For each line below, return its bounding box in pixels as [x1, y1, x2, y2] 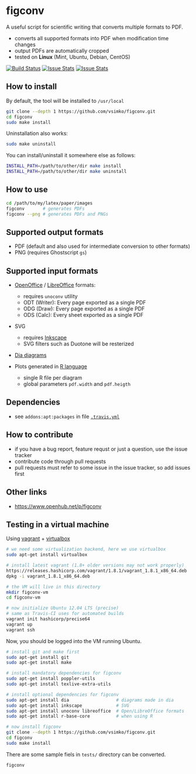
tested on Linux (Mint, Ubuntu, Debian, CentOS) [14, 53, 130, 60]
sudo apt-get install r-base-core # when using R [6, 713, 153, 720]
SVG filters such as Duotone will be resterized [23, 340, 135, 347]
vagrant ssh [6, 627, 35, 633]
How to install [6, 82, 57, 92]
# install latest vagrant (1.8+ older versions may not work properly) [6, 562, 184, 568]
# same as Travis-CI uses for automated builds [6, 611, 125, 617]
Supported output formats [6, 227, 104, 237]
